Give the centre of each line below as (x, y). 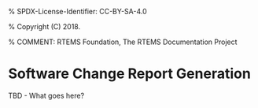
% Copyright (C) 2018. (44, 26)
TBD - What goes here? (46, 95)
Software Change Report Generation (130, 74)
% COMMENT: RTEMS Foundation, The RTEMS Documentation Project (123, 42)
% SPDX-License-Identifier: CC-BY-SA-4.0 (77, 11)
